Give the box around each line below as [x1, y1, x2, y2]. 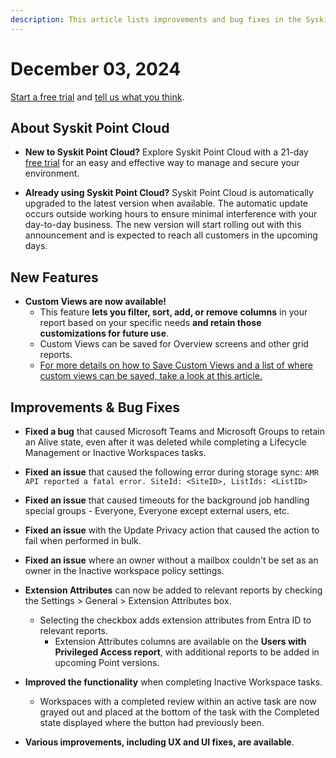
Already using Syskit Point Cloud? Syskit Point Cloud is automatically [24, 187, 314, 199]
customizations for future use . [39, 327, 170, 340]
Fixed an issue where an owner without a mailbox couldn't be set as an [24, 554, 319, 566]
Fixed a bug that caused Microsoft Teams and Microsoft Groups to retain [24, 426, 325, 437]
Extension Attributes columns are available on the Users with [54, 636, 307, 647]
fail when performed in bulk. [24, 535, 142, 546]
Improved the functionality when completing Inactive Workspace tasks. [24, 676, 323, 688]
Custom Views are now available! [24, 296, 167, 308]
